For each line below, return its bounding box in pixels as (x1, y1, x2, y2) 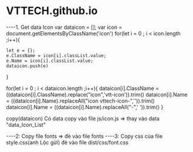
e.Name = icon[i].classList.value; (6, 58, 94, 64)
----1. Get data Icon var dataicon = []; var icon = (6, 24, 122, 31)
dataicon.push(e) (6, 63, 49, 69)
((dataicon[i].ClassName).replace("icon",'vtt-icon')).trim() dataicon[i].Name (6, 91, 188, 98)
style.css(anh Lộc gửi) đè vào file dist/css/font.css (6, 138, 129, 146)
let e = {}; (6, 47, 35, 54)
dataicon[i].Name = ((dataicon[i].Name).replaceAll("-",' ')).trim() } (6, 103, 164, 110)
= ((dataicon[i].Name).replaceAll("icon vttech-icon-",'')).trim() (6, 97, 155, 104)
